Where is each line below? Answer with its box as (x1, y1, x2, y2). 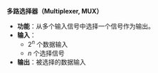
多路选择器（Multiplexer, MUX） (6, 7, 103, 15)
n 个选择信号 (27, 49, 65, 57)
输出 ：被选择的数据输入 (16, 57, 86, 66)
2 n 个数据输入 (27, 39, 68, 48)
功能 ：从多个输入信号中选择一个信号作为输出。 (16, 22, 154, 30)
